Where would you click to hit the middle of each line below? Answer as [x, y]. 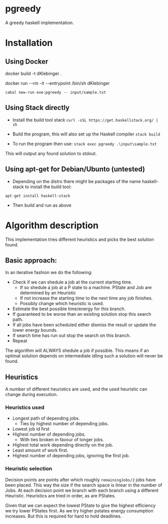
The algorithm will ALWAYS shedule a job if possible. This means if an [77, 351]
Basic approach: [31, 260]
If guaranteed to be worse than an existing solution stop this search [82, 314]
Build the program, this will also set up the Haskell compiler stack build [86, 134]
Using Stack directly [37, 108]
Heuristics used [25, 408]
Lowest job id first [31, 429]
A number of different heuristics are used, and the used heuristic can [76, 389]
